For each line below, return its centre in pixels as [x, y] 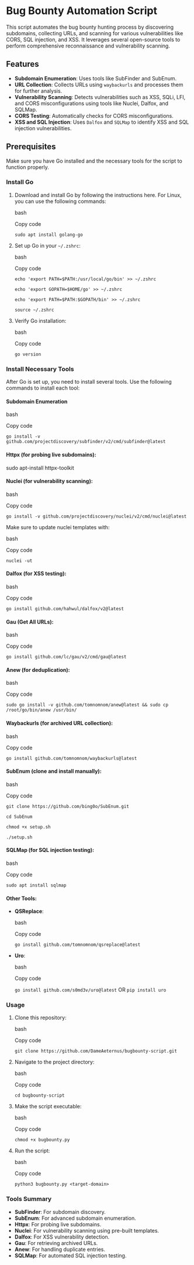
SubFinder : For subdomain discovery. [60, 1212]
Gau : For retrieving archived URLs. [56, 1243]
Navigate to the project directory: [54, 1062]
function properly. [28, 167]
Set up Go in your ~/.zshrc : [47, 245]
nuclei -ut [19, 561]
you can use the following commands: [60, 201]
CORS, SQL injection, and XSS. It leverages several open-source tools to [93, 39]
